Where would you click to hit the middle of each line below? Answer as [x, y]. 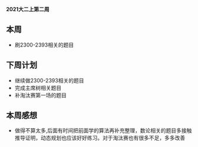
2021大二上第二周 [28, 9]
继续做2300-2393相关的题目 [49, 80]
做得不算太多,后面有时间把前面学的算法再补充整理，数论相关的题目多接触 [103, 131]
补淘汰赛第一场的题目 [40, 95]
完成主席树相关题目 [38, 88]
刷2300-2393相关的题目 [44, 45]
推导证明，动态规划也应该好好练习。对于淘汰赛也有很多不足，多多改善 [100, 138]
